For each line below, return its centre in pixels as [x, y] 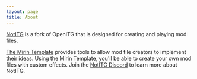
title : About [22, 17]
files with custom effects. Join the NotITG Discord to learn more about [92, 64]
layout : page [22, 12]
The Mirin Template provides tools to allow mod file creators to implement [96, 52]
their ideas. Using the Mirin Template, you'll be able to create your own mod [99, 58]
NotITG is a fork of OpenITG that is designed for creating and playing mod [96, 34]
